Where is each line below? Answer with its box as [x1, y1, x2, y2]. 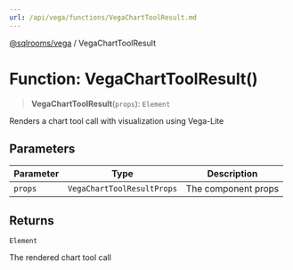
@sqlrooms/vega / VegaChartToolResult [9, 37, 156, 48]
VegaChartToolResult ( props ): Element [30, 98, 171, 109]
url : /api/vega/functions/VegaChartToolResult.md [9, 12, 198, 22]
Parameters [9, 141, 76, 156]
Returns [9, 213, 55, 228]
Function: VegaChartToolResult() [9, 69, 258, 89]
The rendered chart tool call [9, 252, 111, 263]
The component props [185, 183, 280, 195]
